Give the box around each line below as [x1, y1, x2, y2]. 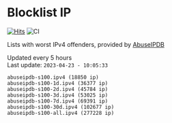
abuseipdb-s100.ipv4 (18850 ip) [7, 73, 99, 81]
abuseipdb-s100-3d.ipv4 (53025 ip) [7, 92, 109, 99]
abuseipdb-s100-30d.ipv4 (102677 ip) [7, 103, 115, 110]
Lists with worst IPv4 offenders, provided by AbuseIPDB [7, 40, 165, 48]
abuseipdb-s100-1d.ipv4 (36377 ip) [7, 80, 109, 86]
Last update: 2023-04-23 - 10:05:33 [7, 60, 108, 69]
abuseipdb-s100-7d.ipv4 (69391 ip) [7, 97, 109, 105]
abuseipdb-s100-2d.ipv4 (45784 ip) [7, 86, 109, 92]
